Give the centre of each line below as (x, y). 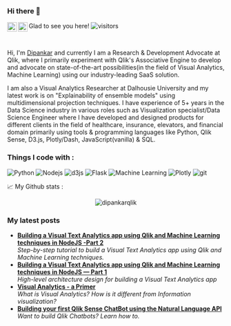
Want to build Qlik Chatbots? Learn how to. (78, 316)
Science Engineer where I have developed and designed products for (106, 117)
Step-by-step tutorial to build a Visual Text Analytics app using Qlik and (119, 250)
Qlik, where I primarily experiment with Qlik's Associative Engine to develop (114, 60)
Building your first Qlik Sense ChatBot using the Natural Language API (119, 308)
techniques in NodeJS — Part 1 (62, 271)
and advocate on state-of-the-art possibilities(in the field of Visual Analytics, (116, 68)
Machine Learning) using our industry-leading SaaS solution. (93, 75)
